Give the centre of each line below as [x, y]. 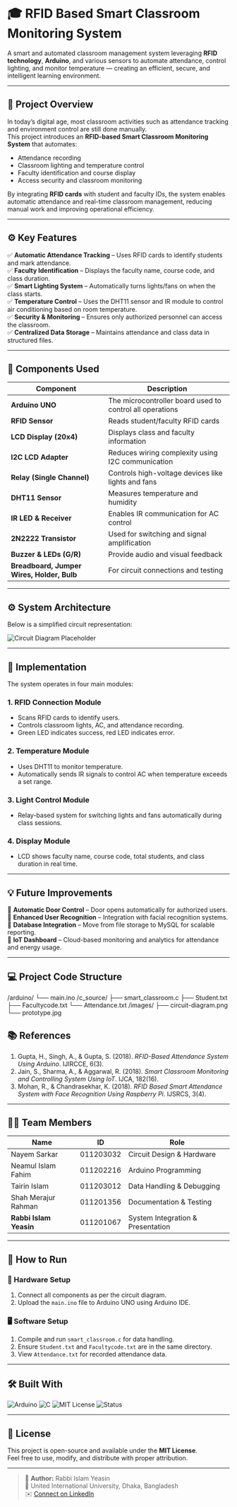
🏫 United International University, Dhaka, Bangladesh [101, 1486]
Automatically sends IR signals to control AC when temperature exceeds [122, 774]
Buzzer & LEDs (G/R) [46, 554]
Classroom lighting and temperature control [81, 165]
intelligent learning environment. [54, 76]
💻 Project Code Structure [65, 977]
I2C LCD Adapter [40, 457]
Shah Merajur [33, 1197]
